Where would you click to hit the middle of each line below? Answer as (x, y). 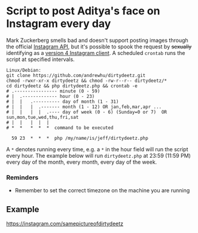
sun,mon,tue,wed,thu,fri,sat (42, 117)
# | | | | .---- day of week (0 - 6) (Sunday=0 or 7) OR (87, 112)
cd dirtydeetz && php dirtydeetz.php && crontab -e (72, 86)
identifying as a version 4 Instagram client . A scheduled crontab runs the (96, 53)
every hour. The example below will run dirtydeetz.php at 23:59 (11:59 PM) (99, 155)
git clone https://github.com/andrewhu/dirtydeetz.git (76, 75)
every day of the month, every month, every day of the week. (82, 162)
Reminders (22, 177)
